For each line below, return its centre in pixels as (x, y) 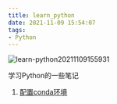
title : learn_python (42, 15)
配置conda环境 (43, 92)
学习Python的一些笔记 (44, 76)
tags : (17, 30)
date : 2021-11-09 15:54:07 (52, 23)
